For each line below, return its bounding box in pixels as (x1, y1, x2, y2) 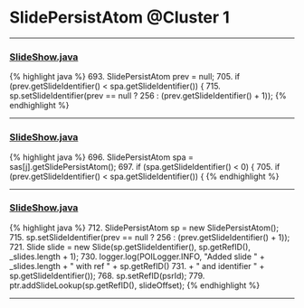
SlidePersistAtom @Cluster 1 (9, 7, 231, 28)
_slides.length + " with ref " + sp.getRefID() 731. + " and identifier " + (9, 260, 265, 271)
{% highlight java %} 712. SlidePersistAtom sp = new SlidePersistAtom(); (9, 222, 279, 233)
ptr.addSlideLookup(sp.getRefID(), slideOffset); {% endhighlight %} (9, 279, 261, 291)
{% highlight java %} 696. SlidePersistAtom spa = (9, 152, 195, 163)
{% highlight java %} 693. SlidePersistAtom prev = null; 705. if (9, 71, 241, 82)
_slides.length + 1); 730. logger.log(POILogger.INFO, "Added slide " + (9, 251, 265, 262)
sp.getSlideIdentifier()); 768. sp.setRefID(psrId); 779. (9, 270, 205, 281)
